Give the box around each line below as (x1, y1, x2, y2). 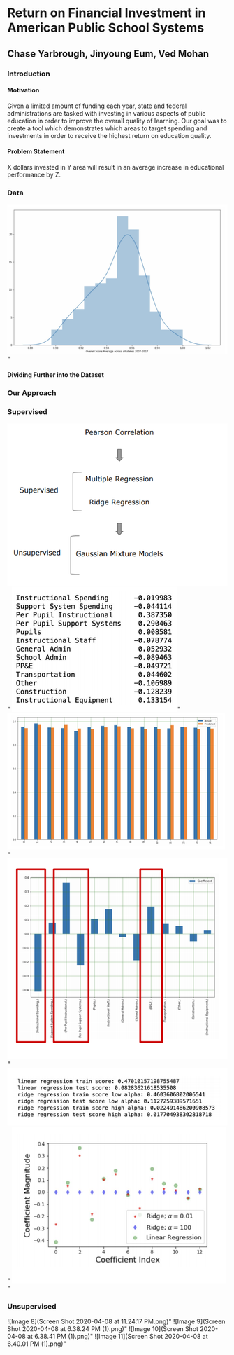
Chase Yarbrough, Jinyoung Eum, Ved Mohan (7, 48, 210, 60)
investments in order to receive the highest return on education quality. (7, 131, 212, 139)
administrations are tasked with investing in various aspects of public (7, 109, 206, 117)
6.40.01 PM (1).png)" (7, 1340, 66, 1348)
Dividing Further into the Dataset (7, 371, 105, 379)
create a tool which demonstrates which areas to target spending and (7, 124, 207, 132)
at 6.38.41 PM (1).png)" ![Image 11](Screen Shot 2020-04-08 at (27, 1333, 208, 1341)
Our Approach (7, 388, 57, 398)
